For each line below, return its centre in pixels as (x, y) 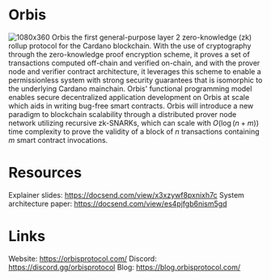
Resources (45, 173)
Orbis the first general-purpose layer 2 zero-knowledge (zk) (152, 37)
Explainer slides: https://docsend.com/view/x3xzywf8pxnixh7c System (127, 194)
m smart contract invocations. (58, 140)
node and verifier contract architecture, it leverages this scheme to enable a (135, 71)
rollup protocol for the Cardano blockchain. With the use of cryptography (130, 45)
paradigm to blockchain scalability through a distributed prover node (123, 114)
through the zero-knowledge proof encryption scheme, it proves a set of (129, 54)
